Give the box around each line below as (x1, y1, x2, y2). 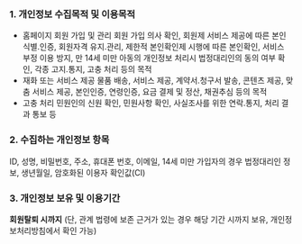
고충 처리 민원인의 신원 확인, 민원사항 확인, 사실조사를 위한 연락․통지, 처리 (22, 97, 279, 109)
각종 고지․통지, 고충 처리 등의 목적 (34, 64, 152, 75)
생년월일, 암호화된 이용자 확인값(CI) (21, 167, 146, 177)
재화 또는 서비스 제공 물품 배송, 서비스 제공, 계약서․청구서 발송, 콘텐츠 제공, (22, 75, 284, 86)
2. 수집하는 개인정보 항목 (9, 133, 110, 146)
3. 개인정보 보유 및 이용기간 (9, 192, 121, 204)
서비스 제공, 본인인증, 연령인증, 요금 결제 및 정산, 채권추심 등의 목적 (32, 86, 268, 97)
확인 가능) (62, 225, 97, 236)
